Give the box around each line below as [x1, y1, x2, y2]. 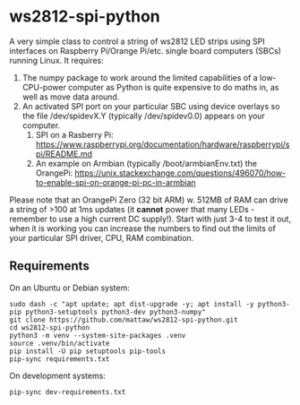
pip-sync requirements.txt [9, 354, 110, 364]
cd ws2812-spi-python [9, 323, 90, 332]
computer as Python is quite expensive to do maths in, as [68, 82, 279, 92]
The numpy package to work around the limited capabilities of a [21, 72, 258, 82]
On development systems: [9, 370, 106, 381]
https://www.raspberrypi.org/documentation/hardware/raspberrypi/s [35, 139, 290, 150]
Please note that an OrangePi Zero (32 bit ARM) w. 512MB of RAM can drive [9, 194, 288, 205]
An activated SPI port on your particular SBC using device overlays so [21, 100, 280, 111]
